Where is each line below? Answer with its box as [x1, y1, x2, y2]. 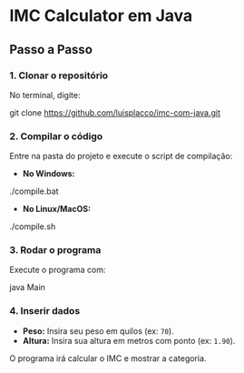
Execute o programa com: [9, 265, 106, 276]
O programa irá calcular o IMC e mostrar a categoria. [9, 352, 207, 364]
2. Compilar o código [9, 129, 103, 142]
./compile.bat [9, 186, 59, 197]
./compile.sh [9, 221, 56, 232]
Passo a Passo [9, 42, 93, 57]
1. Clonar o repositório [9, 69, 109, 82]
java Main [9, 282, 45, 293]
